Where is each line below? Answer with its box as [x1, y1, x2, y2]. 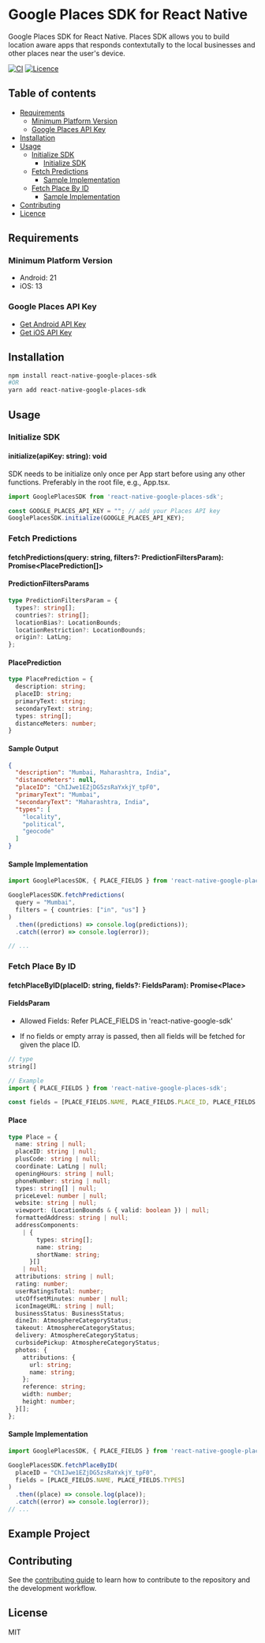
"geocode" [22, 828, 55, 836]
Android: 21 [19, 273, 57, 282]
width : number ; [22, 1390, 73, 1399]
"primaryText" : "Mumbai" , [15, 791, 101, 799]
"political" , [22, 820, 65, 828]
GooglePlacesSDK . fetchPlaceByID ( [8, 1461, 118, 1469]
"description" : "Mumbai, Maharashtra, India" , [15, 769, 171, 776]
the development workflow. [8, 1584, 97, 1593]
